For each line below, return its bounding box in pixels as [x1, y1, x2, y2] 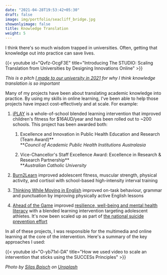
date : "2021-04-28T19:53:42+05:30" [5, 7, 80, 13]
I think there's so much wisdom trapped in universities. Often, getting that [5, 45, 157, 50]
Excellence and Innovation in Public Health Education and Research [20, 131, 160, 137]
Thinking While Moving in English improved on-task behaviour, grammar [12, 187, 162, 193]
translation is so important [5, 80, 60, 86]
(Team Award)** [20, 137, 54, 142]
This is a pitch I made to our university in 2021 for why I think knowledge [5, 75, 156, 81]
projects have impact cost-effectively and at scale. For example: [5, 101, 138, 106]
